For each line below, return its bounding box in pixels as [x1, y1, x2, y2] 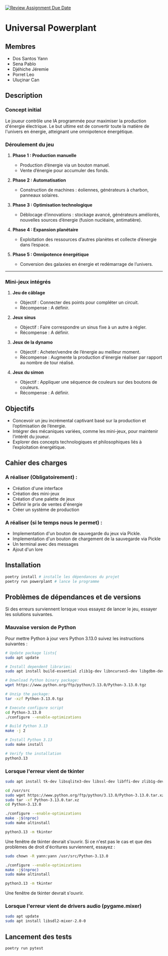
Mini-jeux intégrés [5, 278, 51, 285]
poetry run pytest [5, 946, 43, 951]
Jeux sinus [12, 314, 36, 321]
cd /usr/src [5, 788, 30, 793]
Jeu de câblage [12, 290, 45, 296]
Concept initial [5, 106, 41, 113]
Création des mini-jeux [12, 491, 60, 497]
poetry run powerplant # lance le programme [5, 579, 99, 584]
